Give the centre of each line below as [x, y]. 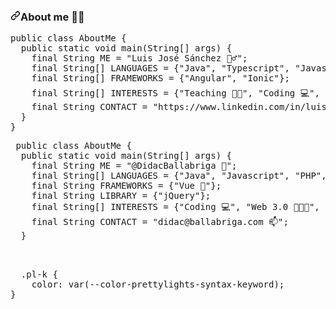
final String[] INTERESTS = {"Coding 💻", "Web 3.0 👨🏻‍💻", [175, 207]
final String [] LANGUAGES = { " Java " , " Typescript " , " [166, 68]
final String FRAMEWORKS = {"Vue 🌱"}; [126, 186]
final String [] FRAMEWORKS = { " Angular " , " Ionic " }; [160, 78]
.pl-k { [39, 274]
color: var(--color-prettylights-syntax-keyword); [158, 284]
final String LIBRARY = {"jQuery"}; [121, 196]
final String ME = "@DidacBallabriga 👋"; [134, 166]
